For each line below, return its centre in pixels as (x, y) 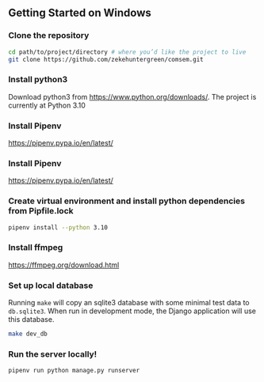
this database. (31, 320)
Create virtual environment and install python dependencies (127, 201)
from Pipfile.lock (41, 211)
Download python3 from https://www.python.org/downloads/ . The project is (132, 96)
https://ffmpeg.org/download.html (64, 265)
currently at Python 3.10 (47, 105)
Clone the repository (49, 36)
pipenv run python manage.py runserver (74, 371)
